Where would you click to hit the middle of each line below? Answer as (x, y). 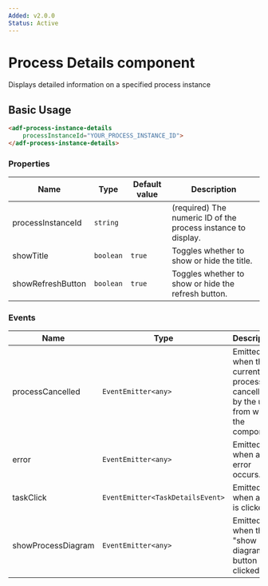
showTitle (31, 256)
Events (22, 318)
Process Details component (102, 63)
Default (147, 185)
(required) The (199, 208)
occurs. (247, 475)
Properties (29, 163)
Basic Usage (40, 110)
